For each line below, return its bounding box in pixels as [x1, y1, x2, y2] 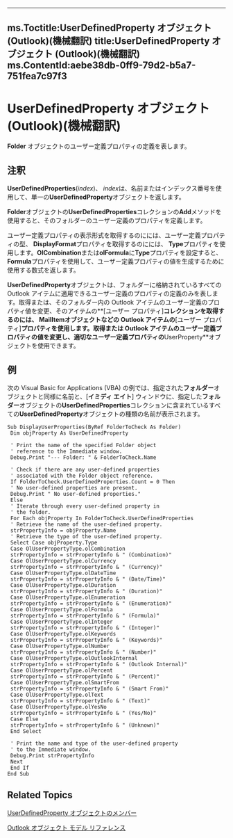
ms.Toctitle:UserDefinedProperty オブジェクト [7, 22, 212, 34]
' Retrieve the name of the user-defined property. [10, 521, 163, 528]
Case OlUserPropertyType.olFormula [10, 606, 113, 613]
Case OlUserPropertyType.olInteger [10, 618, 113, 625]
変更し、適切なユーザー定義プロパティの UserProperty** [49, 333, 209, 341]
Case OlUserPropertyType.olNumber [10, 643, 110, 650]
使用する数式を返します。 [7, 266, 80, 275]
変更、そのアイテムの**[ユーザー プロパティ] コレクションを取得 [37, 307, 218, 315]
